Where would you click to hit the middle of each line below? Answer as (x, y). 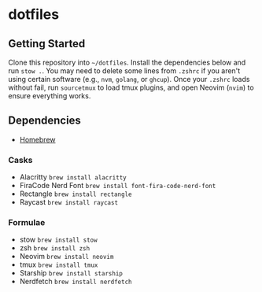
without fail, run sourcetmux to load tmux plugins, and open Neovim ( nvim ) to (131, 87)
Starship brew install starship (71, 273)
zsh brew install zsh (55, 248)
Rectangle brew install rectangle (76, 194)
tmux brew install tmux (59, 264)
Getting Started (47, 44)
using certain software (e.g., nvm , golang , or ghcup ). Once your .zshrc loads (129, 79)
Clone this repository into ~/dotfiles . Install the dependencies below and (127, 62)
